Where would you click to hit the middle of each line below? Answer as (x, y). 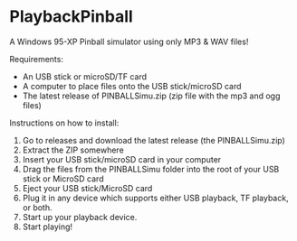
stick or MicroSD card (63, 179)
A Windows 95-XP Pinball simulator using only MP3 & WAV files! (129, 42)
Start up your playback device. (80, 217)
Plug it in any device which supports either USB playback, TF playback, (155, 198)
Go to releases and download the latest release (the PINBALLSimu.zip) (153, 140)
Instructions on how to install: (64, 123)
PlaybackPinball (71, 17)
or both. (37, 207)
